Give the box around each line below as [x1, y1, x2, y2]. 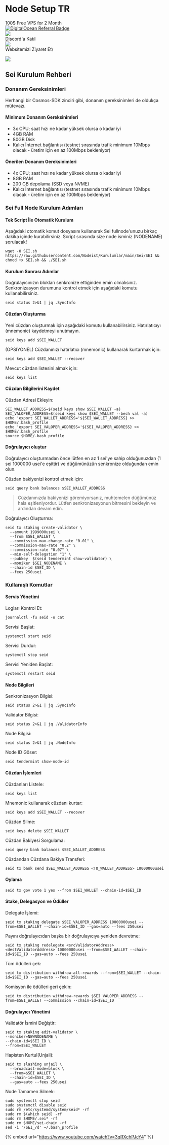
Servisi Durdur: [5, 643, 37, 649]
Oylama [5, 876, 22, 882]
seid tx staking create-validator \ [5, 525, 82, 530]
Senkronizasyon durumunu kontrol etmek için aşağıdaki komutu [5, 285, 138, 291]
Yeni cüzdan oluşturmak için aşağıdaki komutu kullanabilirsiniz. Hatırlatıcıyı [5, 322, 161, 328]
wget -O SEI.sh [5, 249, 37, 254]
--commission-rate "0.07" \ [10, 547, 69, 552]
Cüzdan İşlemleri [5, 770, 42, 776]
